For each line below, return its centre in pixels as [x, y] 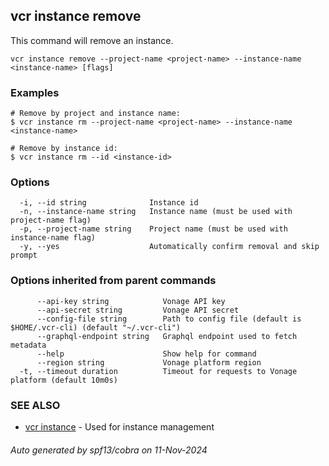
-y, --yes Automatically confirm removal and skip [169, 247]
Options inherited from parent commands [113, 281]
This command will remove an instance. [92, 40]
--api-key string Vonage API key [131, 301]
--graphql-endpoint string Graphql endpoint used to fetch [167, 336]
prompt [24, 255]
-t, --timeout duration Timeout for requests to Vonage [158, 371]
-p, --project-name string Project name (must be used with [153, 229]
